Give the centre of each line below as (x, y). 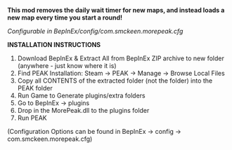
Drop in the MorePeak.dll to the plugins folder (83, 110)
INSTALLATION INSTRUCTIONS (54, 45)
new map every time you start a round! (65, 18)
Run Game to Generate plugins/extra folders (81, 95)
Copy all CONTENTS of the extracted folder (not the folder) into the (115, 81)
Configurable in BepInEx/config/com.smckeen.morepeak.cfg (95, 31)
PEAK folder (35, 88)
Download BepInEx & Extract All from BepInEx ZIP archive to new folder (121, 58)
